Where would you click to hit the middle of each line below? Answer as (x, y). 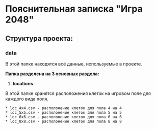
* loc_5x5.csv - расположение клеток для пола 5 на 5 (64, 112)
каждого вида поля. (27, 99)
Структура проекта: (39, 38)
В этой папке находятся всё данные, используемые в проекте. (74, 63)
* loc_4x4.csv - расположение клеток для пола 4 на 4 (64, 108)
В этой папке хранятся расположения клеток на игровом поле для (78, 93)
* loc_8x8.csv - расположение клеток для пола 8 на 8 (64, 121)
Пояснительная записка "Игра (74, 9)
